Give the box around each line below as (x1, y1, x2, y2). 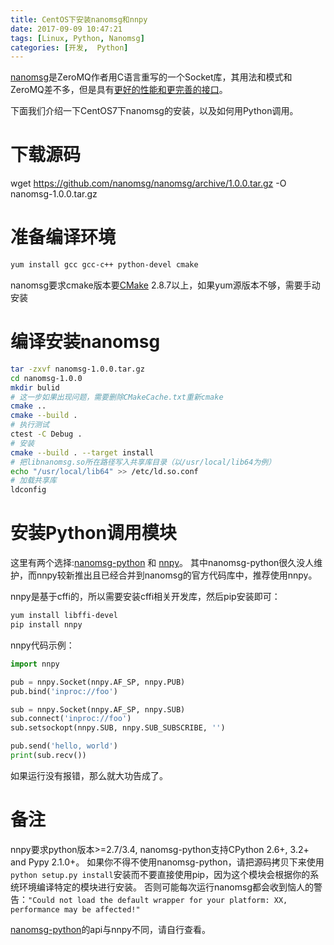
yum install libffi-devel (10, 611, 118, 621)
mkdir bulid (10, 382, 60, 393)
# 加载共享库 (10, 476, 57, 486)
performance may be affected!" (10, 904, 141, 915)
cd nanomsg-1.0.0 (10, 373, 83, 383)
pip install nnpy (10, 620, 83, 630)
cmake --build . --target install (10, 447, 155, 458)
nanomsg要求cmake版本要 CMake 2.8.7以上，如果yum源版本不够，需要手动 (10, 279, 321, 291)
